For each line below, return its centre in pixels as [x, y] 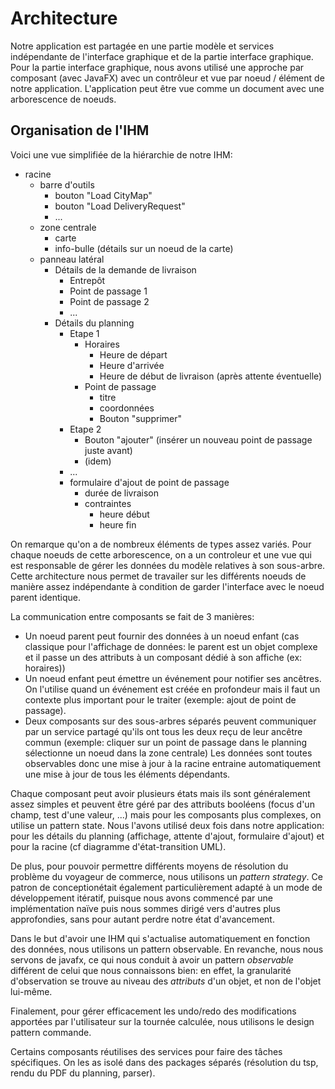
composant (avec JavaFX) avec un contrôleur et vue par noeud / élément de [167, 78]
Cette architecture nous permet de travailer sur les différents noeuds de [158, 576]
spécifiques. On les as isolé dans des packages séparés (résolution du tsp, [164, 1062]
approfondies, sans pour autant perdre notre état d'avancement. [142, 919]
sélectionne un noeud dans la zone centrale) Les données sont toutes [168, 753]
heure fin [118, 524]
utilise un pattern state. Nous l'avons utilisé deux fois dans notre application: [167, 825]
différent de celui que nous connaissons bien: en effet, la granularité [151, 970]
